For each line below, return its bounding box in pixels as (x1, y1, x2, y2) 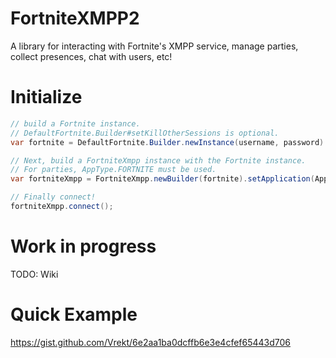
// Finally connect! (10, 192, 97, 202)
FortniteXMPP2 (10, 7, 140, 30)
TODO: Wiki (10, 268, 59, 280)
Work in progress (10, 235, 157, 258)
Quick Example (10, 303, 138, 326)
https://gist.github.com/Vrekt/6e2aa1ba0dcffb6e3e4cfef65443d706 (10, 336, 292, 348)
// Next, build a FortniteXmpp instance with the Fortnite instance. (10, 155, 307, 166)
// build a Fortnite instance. (10, 118, 141, 129)
